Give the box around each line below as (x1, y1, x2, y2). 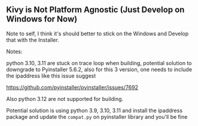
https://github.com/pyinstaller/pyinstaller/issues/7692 (6, 84, 139, 91)
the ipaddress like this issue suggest (6, 72, 96, 79)
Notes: (6, 48, 23, 55)
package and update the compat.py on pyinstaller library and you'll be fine (6, 113, 188, 120)
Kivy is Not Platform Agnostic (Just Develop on (6, 5, 185, 15)
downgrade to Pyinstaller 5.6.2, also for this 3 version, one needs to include (6, 66, 193, 73)
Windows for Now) (6, 14, 78, 24)
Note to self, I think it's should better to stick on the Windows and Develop (6, 30, 189, 37)
